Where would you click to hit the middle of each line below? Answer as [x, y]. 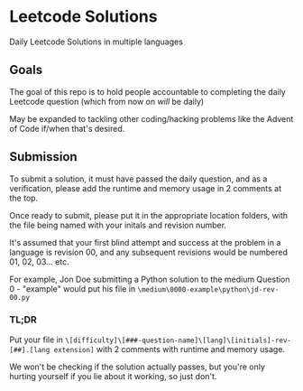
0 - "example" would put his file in [73, 289]
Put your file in [36, 340]
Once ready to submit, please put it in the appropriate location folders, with [149, 215]
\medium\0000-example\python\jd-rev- [208, 289]
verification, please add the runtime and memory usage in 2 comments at [146, 188]
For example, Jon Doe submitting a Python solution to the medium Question [150, 279]
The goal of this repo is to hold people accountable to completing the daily [147, 91]
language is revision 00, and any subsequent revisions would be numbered [149, 252]
